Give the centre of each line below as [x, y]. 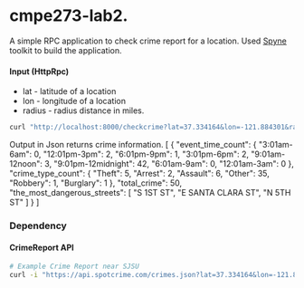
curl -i [24, 275]
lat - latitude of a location [69, 91]
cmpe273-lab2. [69, 16]
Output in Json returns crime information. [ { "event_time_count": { [133, 145]
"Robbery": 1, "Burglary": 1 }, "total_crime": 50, [96, 183]
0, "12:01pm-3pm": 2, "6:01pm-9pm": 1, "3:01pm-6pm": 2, [141, 154]
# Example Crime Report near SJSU [75, 267]
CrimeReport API [42, 247]
